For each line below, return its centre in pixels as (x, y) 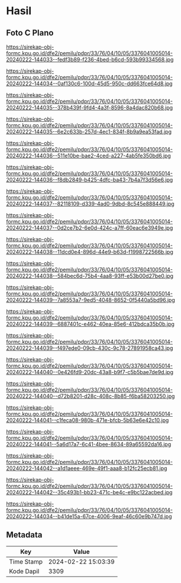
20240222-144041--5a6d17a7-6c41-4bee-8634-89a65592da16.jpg (89, 444)
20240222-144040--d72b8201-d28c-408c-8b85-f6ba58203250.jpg (90, 396)
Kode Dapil (24, 571)
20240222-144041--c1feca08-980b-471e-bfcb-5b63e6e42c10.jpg (88, 420)
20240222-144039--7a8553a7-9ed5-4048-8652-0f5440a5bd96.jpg (91, 300)
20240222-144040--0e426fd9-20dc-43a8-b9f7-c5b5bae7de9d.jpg (90, 372)
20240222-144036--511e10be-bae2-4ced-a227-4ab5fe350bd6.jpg (89, 156)
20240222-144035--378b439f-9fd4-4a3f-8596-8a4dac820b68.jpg (90, 107)
